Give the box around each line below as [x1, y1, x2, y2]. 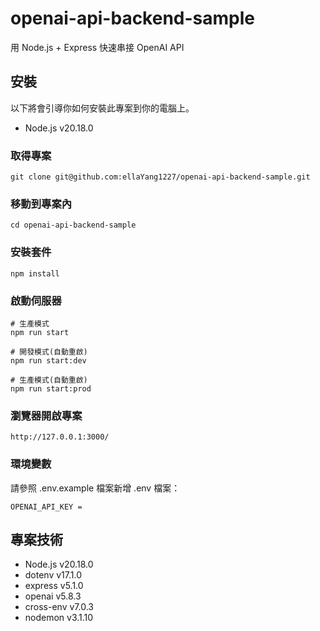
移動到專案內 [10, 197, 73, 211]
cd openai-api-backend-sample [10, 220, 137, 231]
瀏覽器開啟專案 [10, 408, 83, 422]
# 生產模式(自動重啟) [10, 375, 88, 385]
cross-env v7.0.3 [24, 601, 94, 613]
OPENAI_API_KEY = [10, 502, 83, 512]
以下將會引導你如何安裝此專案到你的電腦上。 [10, 102, 195, 114]
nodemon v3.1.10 [24, 612, 94, 624]
